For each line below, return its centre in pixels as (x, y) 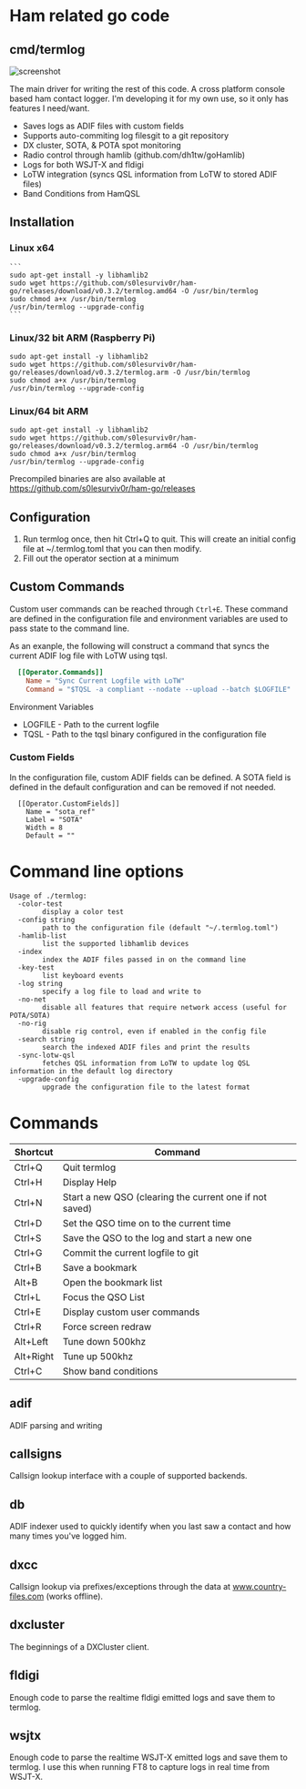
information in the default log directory (91, 1071)
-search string (46, 1039)
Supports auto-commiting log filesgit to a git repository (126, 136)
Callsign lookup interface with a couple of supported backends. (128, 1476)
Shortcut (34, 1152)
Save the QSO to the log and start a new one (157, 1237)
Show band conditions (110, 1371)
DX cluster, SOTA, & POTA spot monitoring (102, 145)
